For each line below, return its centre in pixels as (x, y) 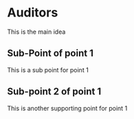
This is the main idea (36, 32)
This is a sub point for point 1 (48, 69)
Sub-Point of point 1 (51, 53)
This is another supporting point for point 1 (67, 108)
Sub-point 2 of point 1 (54, 92)
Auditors (33, 13)
